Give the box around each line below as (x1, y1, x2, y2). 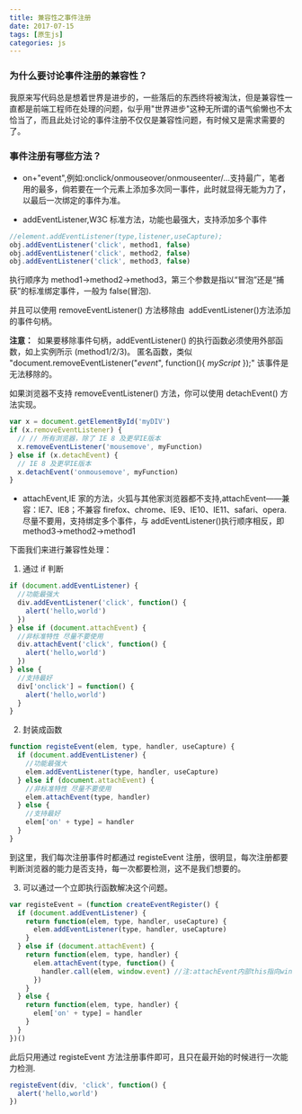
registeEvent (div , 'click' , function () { (9, 1081, 167, 1090)
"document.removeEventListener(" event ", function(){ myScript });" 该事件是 (9, 357, 289, 369)
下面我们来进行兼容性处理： (9, 544, 112, 555)
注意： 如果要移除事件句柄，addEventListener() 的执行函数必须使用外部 (9, 335, 276, 346)
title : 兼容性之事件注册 (9, 13, 92, 22)
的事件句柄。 (9, 316, 57, 327)
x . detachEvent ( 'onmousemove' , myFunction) (17, 467, 179, 477)
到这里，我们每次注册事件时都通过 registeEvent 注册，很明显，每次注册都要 (9, 851, 289, 862)
